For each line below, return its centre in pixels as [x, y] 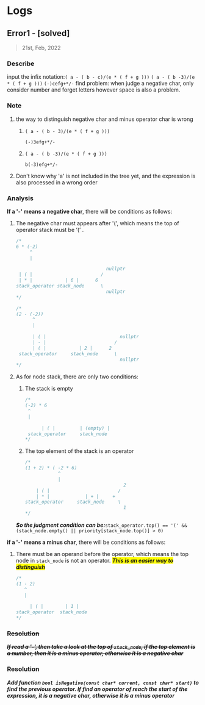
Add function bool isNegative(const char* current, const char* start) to [103, 682]
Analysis [20, 198]
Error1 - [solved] [38, 33]
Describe [21, 63]
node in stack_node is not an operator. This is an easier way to [95, 561]
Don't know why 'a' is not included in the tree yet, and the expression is [106, 176]
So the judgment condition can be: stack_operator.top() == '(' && [102, 525]
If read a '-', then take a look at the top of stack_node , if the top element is [101, 647]
